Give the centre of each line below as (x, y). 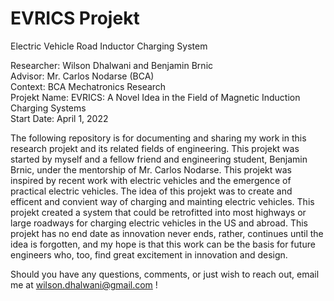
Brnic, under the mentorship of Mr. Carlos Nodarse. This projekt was (151, 169)
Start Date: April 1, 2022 (59, 118)
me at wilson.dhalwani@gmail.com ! (84, 284)
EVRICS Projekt (75, 18)
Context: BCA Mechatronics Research (88, 86)
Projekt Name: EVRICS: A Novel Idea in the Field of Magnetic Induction (155, 97)
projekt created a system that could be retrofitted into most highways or (158, 212)
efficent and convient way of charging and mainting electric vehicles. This (162, 201)
